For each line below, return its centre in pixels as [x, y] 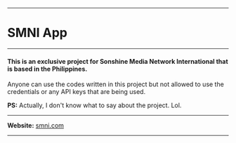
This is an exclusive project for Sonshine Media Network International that [118, 61]
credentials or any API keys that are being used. [77, 92]
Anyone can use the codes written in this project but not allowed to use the [116, 84]
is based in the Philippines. [47, 69]
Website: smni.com [36, 125]
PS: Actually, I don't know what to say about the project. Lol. [94, 105]
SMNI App [38, 33]
